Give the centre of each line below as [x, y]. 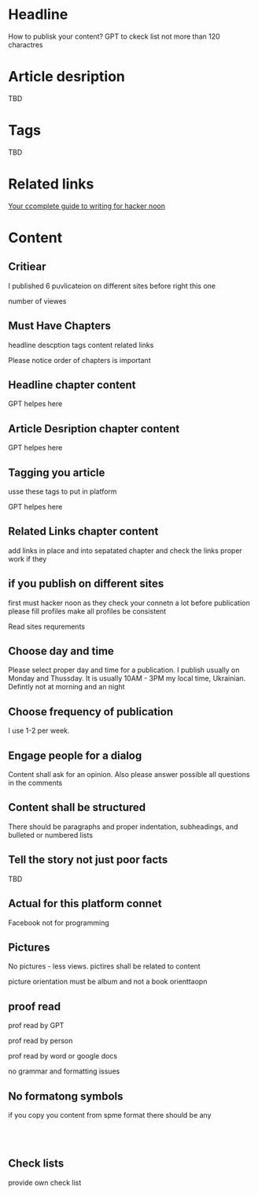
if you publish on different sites [86, 584]
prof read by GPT [36, 1025]
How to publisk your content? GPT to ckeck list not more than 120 [114, 36]
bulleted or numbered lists [50, 835]
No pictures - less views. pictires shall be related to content [104, 966]
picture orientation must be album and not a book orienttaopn [108, 982]
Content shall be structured [77, 807]
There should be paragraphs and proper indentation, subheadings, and [123, 827]
